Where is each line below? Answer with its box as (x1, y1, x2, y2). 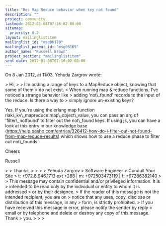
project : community (5, 16, 46, 21)
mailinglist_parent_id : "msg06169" (5, 44, 79, 49)
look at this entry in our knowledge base (5, 123, 88, 129)
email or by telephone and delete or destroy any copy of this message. (5, 210, 150, 216)
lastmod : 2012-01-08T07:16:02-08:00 (5, 21, 81, 26)
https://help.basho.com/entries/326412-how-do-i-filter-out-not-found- (6, 128, 153, 134)
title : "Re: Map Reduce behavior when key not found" (5, 7, 119, 12)
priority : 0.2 (9, 30, 39, 35)
